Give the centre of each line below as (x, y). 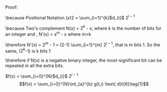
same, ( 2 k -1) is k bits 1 (28, 50)
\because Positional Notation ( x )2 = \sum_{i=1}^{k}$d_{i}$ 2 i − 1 (70, 17)
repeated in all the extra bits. (34, 66)
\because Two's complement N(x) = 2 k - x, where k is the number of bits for (83, 28)
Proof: (11, 7)
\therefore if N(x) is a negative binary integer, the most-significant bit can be (84, 60)
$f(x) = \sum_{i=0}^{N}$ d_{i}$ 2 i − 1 (42, 76)
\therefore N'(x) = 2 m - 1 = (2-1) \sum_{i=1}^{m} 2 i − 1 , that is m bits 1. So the (83, 44)
